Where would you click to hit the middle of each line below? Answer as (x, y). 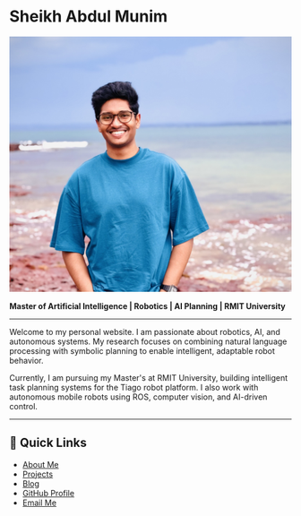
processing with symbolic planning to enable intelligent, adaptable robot (142, 350)
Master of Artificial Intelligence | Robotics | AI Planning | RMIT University (148, 305)
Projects (38, 474)
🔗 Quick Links (48, 443)
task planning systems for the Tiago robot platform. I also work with (134, 387)
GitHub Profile (48, 493)
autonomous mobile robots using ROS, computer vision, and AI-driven (138, 397)
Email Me (39, 503)
